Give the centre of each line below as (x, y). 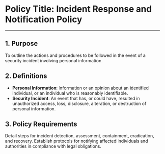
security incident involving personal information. (54, 60)
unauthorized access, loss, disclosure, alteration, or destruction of (79, 103)
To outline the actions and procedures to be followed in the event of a (75, 55)
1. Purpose (22, 43)
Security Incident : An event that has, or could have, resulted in (76, 98)
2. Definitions (26, 76)
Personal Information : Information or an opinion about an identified (80, 88)
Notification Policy (44, 19)
